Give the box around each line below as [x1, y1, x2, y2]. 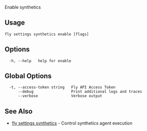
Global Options [4, 72, 52, 80]
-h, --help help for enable [9, 58, 71, 64]
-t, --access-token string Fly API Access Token [9, 85, 116, 90]
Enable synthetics [4, 4, 41, 10]
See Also [4, 107, 33, 116]
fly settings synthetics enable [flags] [4, 32, 90, 37]
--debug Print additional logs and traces [17, 89, 142, 94]
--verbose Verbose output [17, 94, 102, 99]
